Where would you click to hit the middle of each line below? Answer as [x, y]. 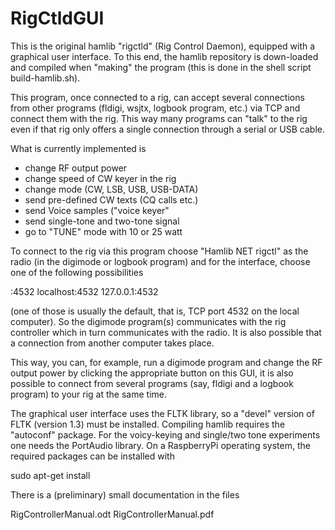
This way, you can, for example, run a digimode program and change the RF [166, 362]
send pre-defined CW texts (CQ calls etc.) [111, 199]
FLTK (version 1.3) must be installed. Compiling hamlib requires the [148, 424]
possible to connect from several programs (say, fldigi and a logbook [152, 383]
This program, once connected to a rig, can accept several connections [157, 97]
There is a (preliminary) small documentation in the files [125, 494]
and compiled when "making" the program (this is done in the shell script [161, 67]
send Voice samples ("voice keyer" [97, 210]
